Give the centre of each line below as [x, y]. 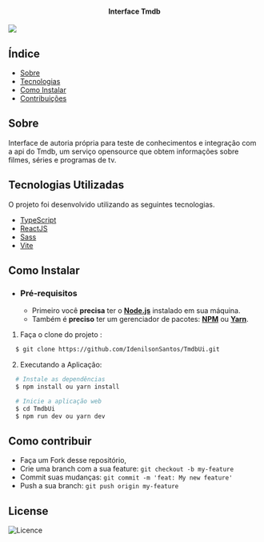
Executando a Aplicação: [61, 365]
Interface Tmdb [134, 11]
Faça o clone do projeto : [61, 335]
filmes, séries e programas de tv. [62, 159]
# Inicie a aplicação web [59, 401]
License [28, 511]
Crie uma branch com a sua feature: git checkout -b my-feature [127, 469]
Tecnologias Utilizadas [66, 185]
